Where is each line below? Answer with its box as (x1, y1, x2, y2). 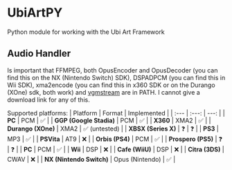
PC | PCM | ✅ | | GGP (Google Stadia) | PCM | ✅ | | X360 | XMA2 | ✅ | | (7, 116, 211, 124)
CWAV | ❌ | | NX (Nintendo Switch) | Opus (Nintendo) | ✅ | (7, 155, 176, 163)
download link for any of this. (7, 95, 90, 104)
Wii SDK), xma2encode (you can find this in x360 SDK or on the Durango (7, 81, 216, 89)
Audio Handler (7, 48, 71, 59)
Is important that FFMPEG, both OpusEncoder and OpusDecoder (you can (7, 66, 218, 74)
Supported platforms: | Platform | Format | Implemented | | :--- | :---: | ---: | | (7, 108, 225, 117)
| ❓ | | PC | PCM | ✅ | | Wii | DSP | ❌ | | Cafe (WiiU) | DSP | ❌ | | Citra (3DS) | (7, 145, 225, 153)
